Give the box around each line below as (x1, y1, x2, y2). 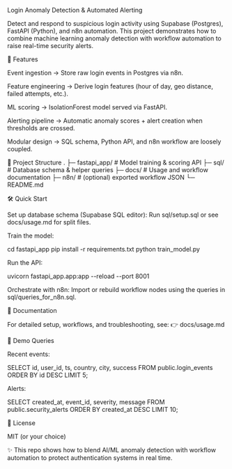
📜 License (7, 419, 36, 427)
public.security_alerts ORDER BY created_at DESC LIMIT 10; (7, 406, 178, 413)
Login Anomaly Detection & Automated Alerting (7, 6, 143, 14)
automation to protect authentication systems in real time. (7, 454, 173, 462)
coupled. (7, 145, 33, 153)
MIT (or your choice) (7, 432, 66, 440)
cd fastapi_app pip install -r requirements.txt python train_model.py (7, 245, 201, 253)
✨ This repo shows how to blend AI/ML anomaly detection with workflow (7, 446, 217, 454)
